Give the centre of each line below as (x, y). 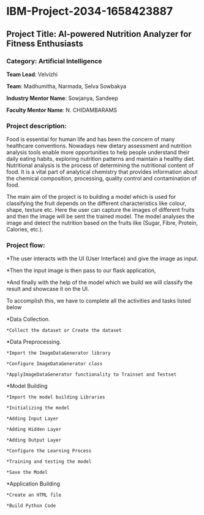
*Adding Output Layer (34, 440)
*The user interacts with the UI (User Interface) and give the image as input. (102, 258)
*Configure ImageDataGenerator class (55, 364)
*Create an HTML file (34, 495)
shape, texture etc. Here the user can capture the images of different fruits (100, 210)
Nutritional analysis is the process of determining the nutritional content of (100, 165)
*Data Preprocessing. (34, 342)
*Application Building (33, 484)
